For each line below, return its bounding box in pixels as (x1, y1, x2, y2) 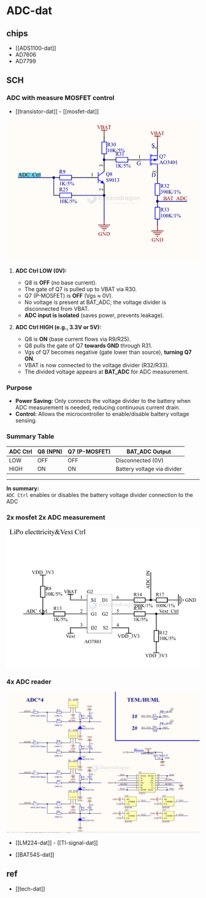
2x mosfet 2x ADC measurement (6, 513, 105, 521)
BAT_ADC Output (126, 448, 172, 455)
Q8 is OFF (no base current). (24, 279, 97, 286)
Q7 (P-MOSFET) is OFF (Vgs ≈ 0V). (24, 292, 113, 299)
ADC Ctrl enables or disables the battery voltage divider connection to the (6, 491, 193, 498)
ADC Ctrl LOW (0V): (15, 267, 67, 274)
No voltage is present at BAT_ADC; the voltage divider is (24, 299, 167, 306)
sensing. (15, 417, 37, 424)
